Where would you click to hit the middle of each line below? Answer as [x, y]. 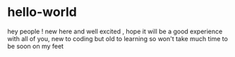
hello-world [42, 12]
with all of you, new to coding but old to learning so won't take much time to [117, 38]
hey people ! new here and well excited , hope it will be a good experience [115, 31]
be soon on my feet [36, 46]
